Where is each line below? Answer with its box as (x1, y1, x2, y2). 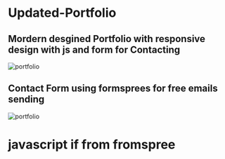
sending (8, 93, 45, 106)
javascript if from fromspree (8, 137, 176, 152)
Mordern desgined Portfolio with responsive (8, 33, 206, 45)
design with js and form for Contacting (8, 43, 181, 55)
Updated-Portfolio (8, 5, 117, 21)
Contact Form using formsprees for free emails (8, 83, 218, 95)
